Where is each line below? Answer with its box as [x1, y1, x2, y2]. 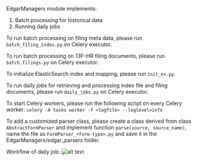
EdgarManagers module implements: [6, 5, 97, 12]
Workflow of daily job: [6, 148, 60, 155]
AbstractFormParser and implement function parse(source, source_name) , [6, 124, 187, 131]
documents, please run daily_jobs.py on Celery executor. [6, 88, 149, 95]
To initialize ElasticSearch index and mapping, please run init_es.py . [6, 70, 176, 77]
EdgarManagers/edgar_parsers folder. [6, 137, 100, 144]
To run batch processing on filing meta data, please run [6, 35, 143, 41]
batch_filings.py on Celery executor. [6, 59, 99, 66]
